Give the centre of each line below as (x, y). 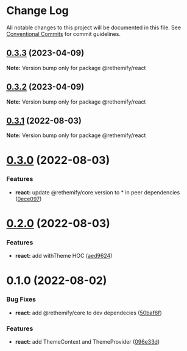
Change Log (37, 11)
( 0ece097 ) (28, 199)
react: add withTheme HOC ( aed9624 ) (64, 256)
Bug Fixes (21, 299)
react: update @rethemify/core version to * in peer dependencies (97, 192)
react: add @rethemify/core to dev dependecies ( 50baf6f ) (89, 313)
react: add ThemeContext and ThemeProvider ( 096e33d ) (87, 342)
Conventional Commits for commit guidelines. (63, 34)
